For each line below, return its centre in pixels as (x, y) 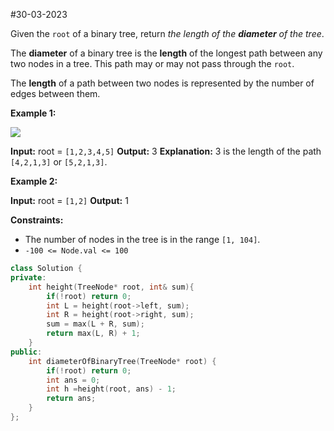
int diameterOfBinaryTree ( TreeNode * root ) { (122, 361)
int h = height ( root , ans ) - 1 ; (111, 389)
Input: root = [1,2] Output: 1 (69, 200)
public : (26, 352)
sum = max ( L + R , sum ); (95, 324)
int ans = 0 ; (73, 380)
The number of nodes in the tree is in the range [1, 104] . (142, 239)
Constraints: (37, 220)
